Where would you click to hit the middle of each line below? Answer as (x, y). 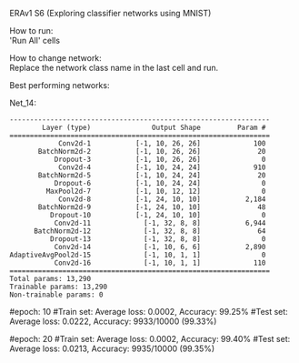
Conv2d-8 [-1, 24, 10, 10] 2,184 (162, 199)
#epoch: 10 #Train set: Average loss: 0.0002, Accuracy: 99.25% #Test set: (149, 312)
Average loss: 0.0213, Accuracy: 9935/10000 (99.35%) (112, 348)
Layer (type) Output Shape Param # (154, 127)
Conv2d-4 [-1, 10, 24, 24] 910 (162, 167)
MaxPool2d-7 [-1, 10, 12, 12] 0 (156, 191)
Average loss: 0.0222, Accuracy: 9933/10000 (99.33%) (113, 321)
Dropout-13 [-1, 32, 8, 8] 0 (158, 239)
